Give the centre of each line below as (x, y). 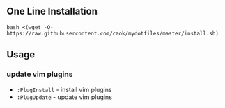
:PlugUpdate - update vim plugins (64, 97)
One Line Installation (52, 11)
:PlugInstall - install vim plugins (64, 89)
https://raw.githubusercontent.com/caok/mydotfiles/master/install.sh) (113, 33)
